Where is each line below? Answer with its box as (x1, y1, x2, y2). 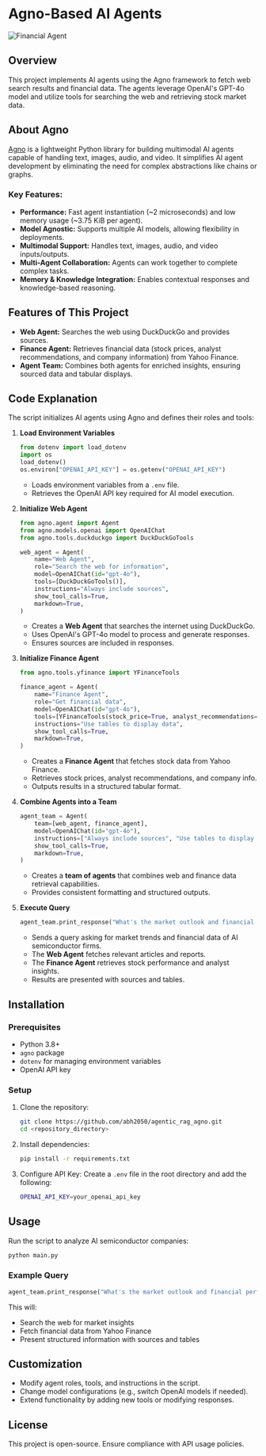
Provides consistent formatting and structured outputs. (31, 888, 211, 898)
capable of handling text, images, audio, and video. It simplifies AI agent (8, 152, 244, 162)
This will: (8, 1302, 37, 1312)
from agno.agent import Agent (19, 519, 120, 527)
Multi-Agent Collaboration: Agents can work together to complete (19, 257, 237, 267)
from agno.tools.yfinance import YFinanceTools (19, 669, 180, 677)
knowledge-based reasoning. (19, 283, 116, 292)
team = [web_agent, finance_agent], (34, 820, 148, 828)
